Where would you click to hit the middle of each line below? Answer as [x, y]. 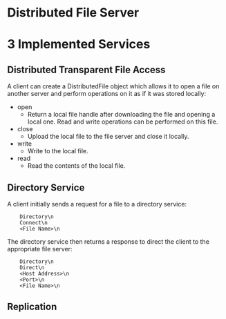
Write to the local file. [58, 151]
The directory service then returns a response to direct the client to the [108, 242]
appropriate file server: [40, 249]
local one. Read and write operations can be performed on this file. [123, 122]
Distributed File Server [73, 13]
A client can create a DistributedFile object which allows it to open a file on [113, 86]
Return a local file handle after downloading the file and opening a [121, 115]
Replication [32, 307]
